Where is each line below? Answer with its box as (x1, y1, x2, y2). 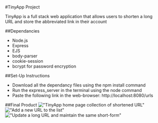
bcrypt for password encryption (12, 63, 77, 69)
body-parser (12, 53, 38, 59)
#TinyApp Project (5, 4, 40, 10)
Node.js (12, 37, 28, 43)
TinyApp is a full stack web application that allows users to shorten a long (5, 14, 153, 19)
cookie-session (12, 58, 43, 64)
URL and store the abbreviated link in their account (5, 19, 107, 24)
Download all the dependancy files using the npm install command (12, 82, 146, 88)
